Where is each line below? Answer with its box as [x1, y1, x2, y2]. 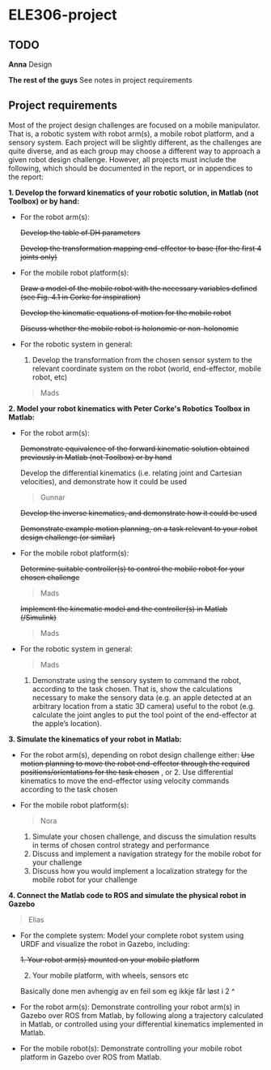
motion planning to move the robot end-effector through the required [19, 758, 251, 768]
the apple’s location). [32, 718, 103, 728]
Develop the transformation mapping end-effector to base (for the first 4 [19, 243, 262, 253]
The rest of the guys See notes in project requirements [8, 75, 193, 84]
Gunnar [40, 492, 66, 502]
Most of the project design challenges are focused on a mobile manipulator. [8, 120, 260, 130]
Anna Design [8, 59, 53, 69]
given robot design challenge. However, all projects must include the [8, 154, 237, 164]
